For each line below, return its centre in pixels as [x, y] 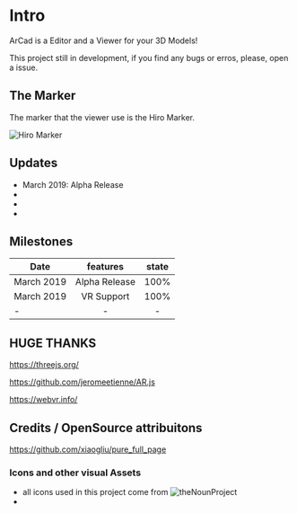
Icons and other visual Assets [75, 473]
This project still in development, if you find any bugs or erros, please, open [149, 57]
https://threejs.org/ [44, 365]
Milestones [41, 241]
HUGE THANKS [53, 343]
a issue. [24, 67]
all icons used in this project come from [95, 492]
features [105, 267]
